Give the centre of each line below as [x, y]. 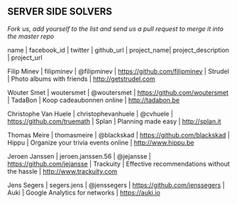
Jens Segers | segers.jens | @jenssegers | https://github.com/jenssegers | [116, 185]
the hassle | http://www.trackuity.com [62, 171]
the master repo [31, 36]
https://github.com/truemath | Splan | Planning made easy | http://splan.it [114, 121]
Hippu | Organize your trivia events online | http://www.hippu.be [101, 142]
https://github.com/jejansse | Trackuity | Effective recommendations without [119, 164]
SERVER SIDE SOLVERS [60, 12]
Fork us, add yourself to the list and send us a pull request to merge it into [115, 28]
